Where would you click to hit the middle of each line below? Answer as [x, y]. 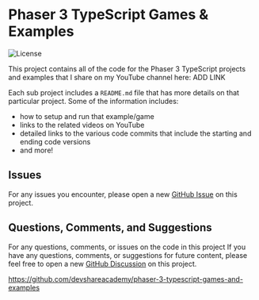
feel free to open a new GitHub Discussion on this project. [103, 263]
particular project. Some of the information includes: [93, 101]
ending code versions [55, 141]
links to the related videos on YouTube [82, 125]
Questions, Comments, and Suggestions [110, 228]
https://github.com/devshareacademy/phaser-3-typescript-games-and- [126, 279]
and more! [36, 150]
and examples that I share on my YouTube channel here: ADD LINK [117, 77]
